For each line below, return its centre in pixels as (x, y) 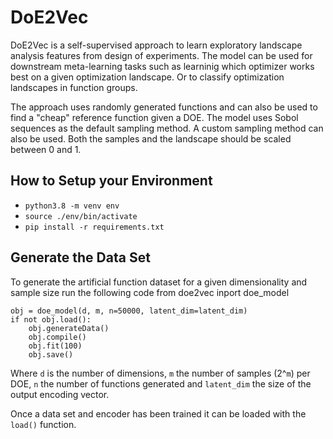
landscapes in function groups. (74, 87)
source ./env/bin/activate (81, 216)
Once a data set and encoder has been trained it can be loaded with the (158, 413)
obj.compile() (57, 337)
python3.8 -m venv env (72, 206)
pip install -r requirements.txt (94, 227)
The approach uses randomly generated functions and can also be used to (164, 107)
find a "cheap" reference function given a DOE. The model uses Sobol (154, 117)
